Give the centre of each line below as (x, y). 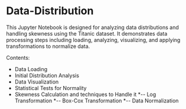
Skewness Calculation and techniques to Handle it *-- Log (85, 94)
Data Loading (31, 69)
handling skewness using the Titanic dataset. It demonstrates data (87, 33)
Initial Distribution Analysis (47, 75)
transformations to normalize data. (48, 46)
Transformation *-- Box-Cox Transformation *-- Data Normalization (97, 100)
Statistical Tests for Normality (50, 88)
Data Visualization (37, 82)
